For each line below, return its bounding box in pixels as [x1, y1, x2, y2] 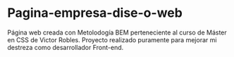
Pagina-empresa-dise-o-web [7, 5, 183, 21]
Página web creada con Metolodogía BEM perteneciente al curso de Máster [7, 28, 227, 37]
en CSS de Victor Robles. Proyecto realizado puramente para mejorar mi [7, 35, 217, 44]
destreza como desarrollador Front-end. [7, 43, 124, 51]
